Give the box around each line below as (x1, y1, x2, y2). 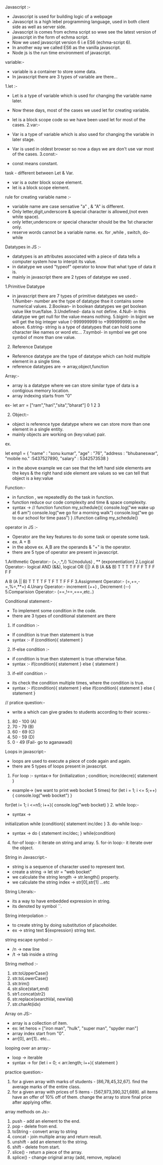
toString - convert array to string (12, 1128, 77, 1134)
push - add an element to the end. (12, 1118, 81, 1124)
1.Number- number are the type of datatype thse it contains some (12, 298, 144, 304)
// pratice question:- (5, 700, 45, 705)
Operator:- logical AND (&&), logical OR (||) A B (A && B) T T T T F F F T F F (5, 564, 155, 569)
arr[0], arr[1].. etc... (12, 1036, 51, 1041)
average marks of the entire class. (12, 1084, 81, 1090)
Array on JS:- (5, 1011, 32, 1016)
